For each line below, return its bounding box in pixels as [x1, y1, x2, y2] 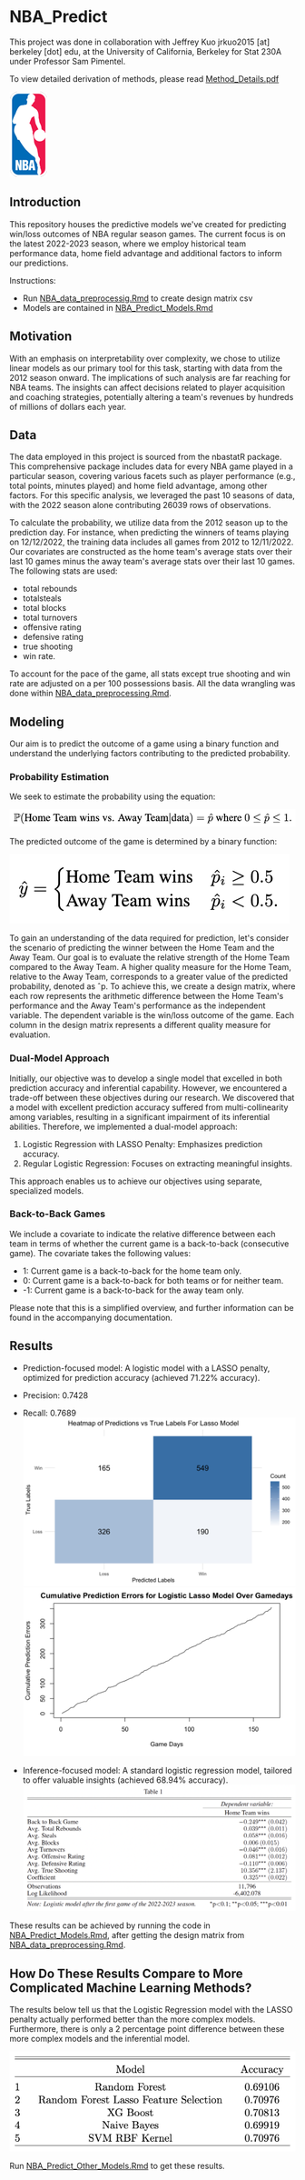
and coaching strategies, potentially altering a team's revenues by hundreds [9, 391, 294, 402]
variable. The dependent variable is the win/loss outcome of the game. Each [9, 1010, 295, 1021]
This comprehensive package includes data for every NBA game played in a [9, 461, 293, 472]
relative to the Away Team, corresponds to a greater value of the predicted [9, 971, 289, 983]
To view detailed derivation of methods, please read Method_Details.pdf [9, 73, 280, 84]
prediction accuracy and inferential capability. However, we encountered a [9, 1082, 288, 1093]
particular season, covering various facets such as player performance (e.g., [9, 471, 296, 482]
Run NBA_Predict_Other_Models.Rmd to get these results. [9, 2161, 225, 2172]
